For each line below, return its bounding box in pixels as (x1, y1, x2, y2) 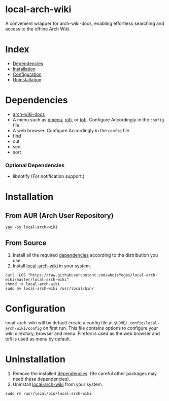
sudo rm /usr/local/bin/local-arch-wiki (5, 391, 92, 396)
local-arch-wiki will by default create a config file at (5, 319, 113, 326)
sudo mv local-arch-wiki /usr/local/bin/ (5, 286, 94, 291)
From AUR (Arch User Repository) (5, 211, 114, 220)
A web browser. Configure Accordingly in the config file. (12, 127, 131, 133)
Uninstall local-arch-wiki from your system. (12, 381, 103, 387)
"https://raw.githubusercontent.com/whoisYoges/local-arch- (27, 272, 158, 277)
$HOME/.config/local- (114, 320, 160, 326)
